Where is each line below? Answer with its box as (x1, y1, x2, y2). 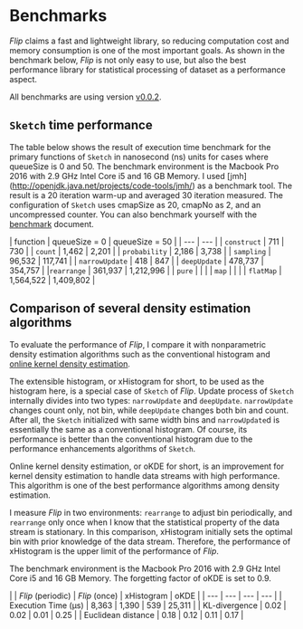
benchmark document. (9, 218, 95, 229)
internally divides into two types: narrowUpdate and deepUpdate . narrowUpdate (9, 395, 294, 405)
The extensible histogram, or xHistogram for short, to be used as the (9, 376, 265, 386)
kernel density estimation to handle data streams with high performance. (9, 470, 280, 481)
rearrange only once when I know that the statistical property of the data (9, 517, 280, 528)
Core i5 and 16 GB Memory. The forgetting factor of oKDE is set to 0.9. (9, 572, 271, 584)
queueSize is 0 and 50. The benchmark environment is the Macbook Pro (9, 160, 279, 172)
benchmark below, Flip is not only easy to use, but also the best (9, 54, 247, 65)
